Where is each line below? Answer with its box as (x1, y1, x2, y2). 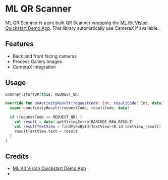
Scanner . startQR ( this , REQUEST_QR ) (5, 92, 80, 97)
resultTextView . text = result (14, 129, 78, 134)
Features (5, 40, 34, 48)
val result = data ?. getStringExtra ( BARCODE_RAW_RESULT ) (14, 119, 135, 125)
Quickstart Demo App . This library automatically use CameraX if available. (5, 25, 159, 31)
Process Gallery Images (12, 58, 62, 65)
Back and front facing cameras (12, 53, 77, 59)
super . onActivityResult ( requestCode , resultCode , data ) (10, 105, 130, 111)
